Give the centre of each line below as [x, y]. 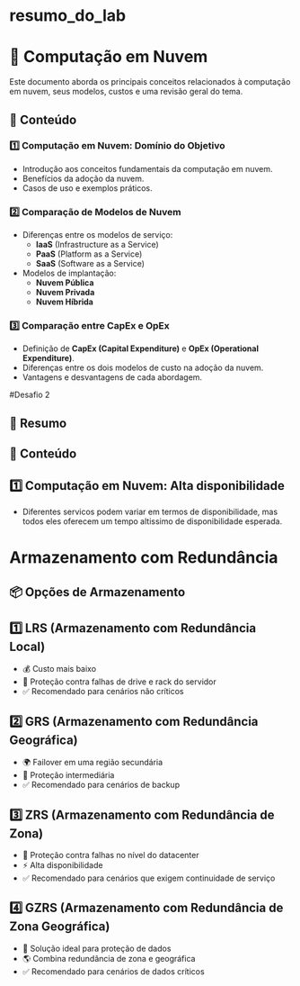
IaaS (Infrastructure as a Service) [97, 245]
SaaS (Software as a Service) [90, 264]
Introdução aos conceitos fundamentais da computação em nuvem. [147, 168]
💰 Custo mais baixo [59, 669]
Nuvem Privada [65, 293]
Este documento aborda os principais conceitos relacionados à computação [150, 82]
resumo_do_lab [68, 16]
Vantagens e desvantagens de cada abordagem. [112, 377]
